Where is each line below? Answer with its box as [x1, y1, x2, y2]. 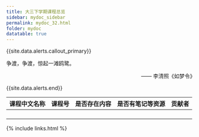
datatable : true [6, 31, 47, 37]
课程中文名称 [9, 100, 46, 108]
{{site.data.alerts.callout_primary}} [6, 47, 92, 54]
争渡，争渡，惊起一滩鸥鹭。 [6, 60, 75, 67]
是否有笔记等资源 [117, 100, 166, 108]
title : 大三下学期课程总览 [6, 8, 66, 15]
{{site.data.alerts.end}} [6, 84, 63, 92]
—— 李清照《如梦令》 [141, 72, 195, 80]
